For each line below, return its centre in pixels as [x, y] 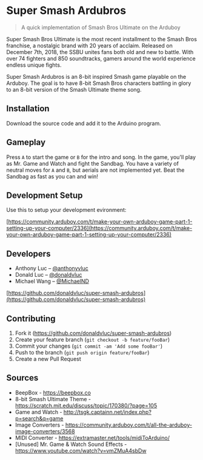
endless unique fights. [34, 65]
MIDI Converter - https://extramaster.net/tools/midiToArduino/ [92, 438]
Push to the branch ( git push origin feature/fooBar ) [82, 352]
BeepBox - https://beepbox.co [53, 393]
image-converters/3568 [45, 431]
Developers [28, 253]
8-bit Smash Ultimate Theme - [53, 399]
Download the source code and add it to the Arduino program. [84, 123]
